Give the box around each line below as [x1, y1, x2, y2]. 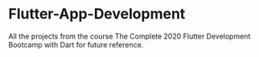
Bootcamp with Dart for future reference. [8, 39, 144, 49]
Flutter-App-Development [8, 5, 186, 23]
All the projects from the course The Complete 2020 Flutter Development [8, 31, 251, 41]
